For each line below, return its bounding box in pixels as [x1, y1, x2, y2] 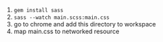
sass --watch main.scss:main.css [13, 14, 110, 21]
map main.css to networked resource [13, 27, 120, 35]
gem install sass [13, 7, 64, 14]
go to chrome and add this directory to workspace [13, 20, 156, 28]
